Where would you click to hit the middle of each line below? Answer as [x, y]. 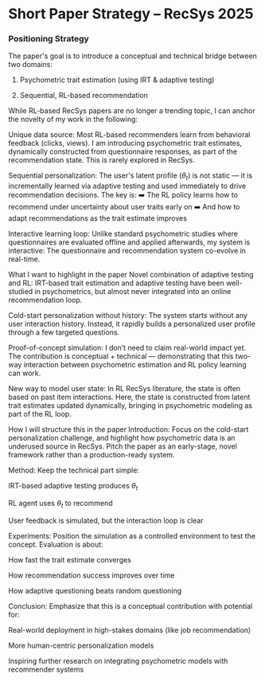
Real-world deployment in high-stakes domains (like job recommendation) [130, 629]
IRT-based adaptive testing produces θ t [73, 487]
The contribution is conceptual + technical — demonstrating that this [121, 356]
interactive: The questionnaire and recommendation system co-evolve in [127, 251]
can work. [25, 373]
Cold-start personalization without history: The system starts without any [128, 316]
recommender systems [46, 669]
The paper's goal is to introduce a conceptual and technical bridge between [132, 56]
